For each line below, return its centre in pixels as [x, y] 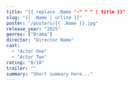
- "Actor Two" [29, 57]
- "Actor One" [29, 51]
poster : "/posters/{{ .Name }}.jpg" [52, 23]
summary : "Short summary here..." [50, 74]
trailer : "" [21, 68]
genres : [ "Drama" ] [29, 35]
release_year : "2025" [34, 29]
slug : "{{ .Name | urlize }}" [44, 18]
